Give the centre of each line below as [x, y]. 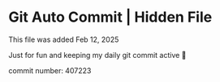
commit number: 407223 [50, 70]
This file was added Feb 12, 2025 [64, 39]
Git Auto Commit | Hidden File [110, 17]
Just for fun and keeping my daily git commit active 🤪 [97, 55]
